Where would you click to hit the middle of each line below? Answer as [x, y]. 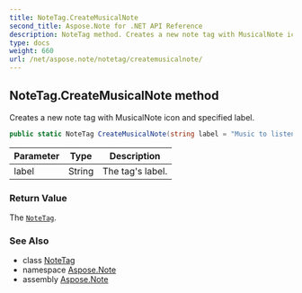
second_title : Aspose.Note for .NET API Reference [106, 26]
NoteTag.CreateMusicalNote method [114, 96]
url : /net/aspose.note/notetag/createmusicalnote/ [106, 59]
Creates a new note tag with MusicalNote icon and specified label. [132, 117]
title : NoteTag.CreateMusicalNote [74, 18]
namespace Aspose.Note [69, 270]
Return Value [38, 198]
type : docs [30, 43]
